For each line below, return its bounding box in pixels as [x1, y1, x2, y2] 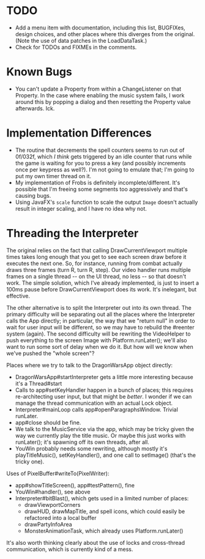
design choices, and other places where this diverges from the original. [15, 30, 195, 37]
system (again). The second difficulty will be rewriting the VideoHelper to [6, 330, 191, 337]
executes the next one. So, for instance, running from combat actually [6, 260, 182, 267]
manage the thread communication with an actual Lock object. [15, 399, 173, 407]
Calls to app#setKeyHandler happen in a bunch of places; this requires [15, 386, 194, 394]
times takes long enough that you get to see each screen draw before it [6, 253, 187, 260]
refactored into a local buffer [24, 514, 97, 521]
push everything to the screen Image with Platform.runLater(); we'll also [6, 336, 187, 343]
